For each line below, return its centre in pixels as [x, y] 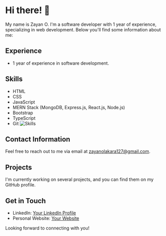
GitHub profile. [20, 185]
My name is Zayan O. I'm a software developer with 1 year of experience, [81, 24]
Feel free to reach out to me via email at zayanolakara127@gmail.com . [78, 152]
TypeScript [24, 118]
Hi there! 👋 [28, 10]
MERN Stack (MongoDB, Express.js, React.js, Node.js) [69, 107]
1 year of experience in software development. [61, 63]
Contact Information [38, 139]
